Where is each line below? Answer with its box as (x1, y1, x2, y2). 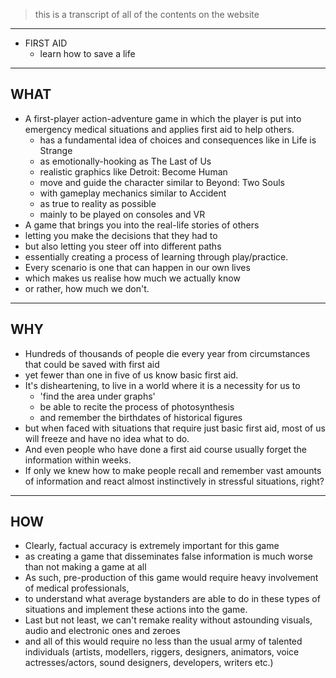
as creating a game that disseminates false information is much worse (24, 550, 314, 563)
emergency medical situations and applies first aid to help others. (24, 123, 295, 135)
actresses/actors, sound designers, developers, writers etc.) (24, 657, 274, 669)
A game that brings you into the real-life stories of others (24, 219, 260, 231)
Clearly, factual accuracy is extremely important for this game (24, 540, 280, 552)
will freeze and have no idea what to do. (24, 432, 190, 444)
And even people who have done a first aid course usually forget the (24, 443, 308, 455)
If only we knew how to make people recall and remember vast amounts (24, 464, 322, 476)
